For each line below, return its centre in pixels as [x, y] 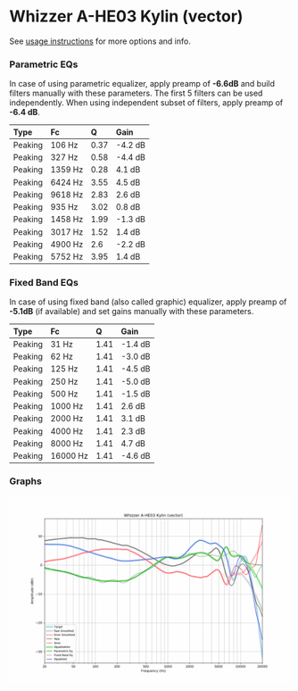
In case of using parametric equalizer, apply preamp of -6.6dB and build [142, 84]
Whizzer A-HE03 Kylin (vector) [126, 17]
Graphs [25, 481]
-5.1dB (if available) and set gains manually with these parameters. [132, 312]
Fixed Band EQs [44, 282]
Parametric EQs [44, 64]
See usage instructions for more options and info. [100, 41]
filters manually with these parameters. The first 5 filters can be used [136, 93]
